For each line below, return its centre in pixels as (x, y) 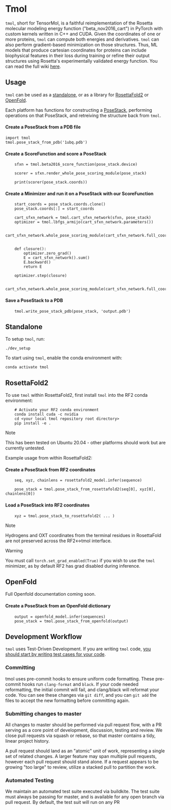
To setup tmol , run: (25, 339)
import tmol (18, 138)
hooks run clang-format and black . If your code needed (80, 684)
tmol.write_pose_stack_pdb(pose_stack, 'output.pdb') (73, 311)
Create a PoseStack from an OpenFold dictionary (58, 606)
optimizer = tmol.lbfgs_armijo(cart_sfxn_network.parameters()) (84, 222)
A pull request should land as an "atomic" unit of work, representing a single (85, 751)
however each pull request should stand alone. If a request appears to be (82, 762)
